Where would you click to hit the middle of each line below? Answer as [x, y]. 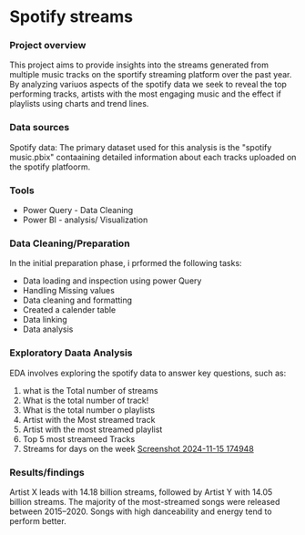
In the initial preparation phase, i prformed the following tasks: [126, 263]
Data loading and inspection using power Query [112, 281]
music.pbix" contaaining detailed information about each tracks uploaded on [153, 157]
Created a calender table [69, 310]
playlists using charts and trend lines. [79, 104]
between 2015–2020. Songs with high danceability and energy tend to [141, 511]
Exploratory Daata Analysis [71, 353]
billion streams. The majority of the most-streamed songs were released [145, 501]
